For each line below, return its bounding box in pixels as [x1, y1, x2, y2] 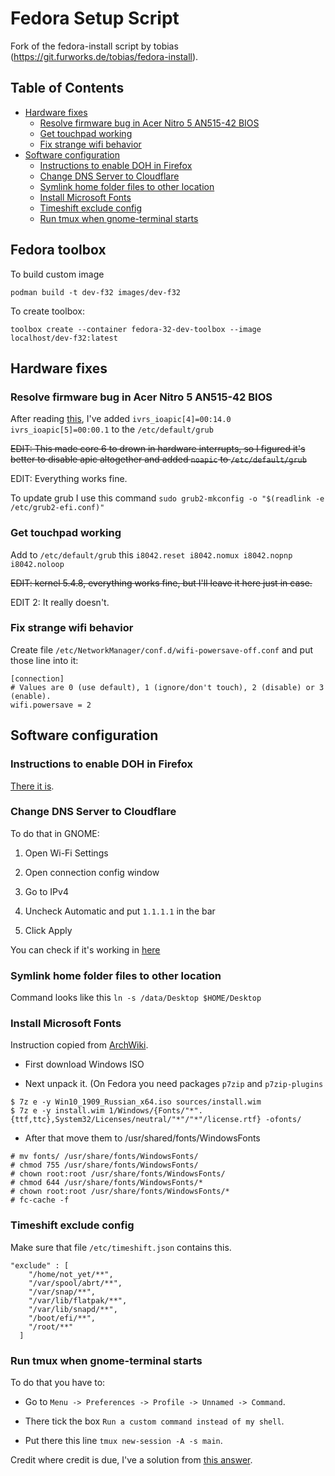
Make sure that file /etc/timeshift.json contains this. [10, 1241, 232, 1253]
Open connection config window [24, 866, 160, 878]
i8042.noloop [10, 559, 65, 569]
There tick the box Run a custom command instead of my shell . [24, 1415, 285, 1427]
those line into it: [10, 654, 79, 666]
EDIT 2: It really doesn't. [10, 596, 110, 608]
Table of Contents [10, 80, 125, 97]
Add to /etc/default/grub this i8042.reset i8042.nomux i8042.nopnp [10, 548, 293, 561]
